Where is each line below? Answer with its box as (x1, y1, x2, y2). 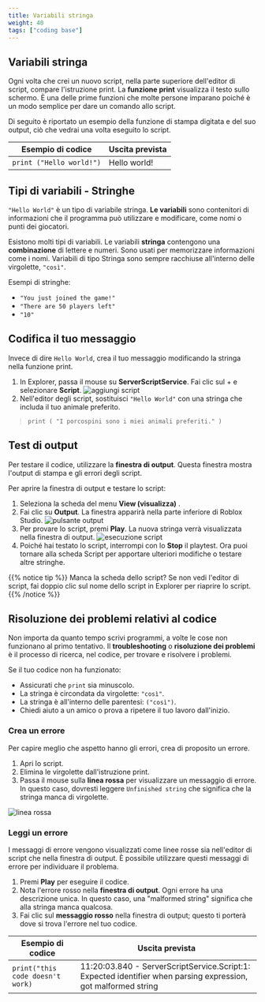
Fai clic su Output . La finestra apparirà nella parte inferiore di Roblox (19, 507, 243, 517)
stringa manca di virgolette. (19, 792, 109, 802)
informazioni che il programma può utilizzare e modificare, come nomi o (8, 214, 242, 222)
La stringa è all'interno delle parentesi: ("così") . (19, 697, 177, 707)
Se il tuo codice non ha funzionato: (8, 665, 121, 675)
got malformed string (80, 981, 159, 992)
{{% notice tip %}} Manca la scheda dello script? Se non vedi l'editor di (8, 573, 239, 582)
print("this (12, 964, 58, 973)
